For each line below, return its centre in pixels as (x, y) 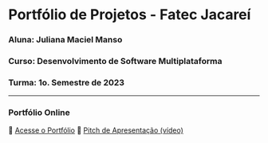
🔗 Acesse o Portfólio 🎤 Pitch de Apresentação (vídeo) (96, 130)
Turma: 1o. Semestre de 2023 (67, 82)
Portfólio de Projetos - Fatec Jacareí (130, 15)
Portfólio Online (39, 113)
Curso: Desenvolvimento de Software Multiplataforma (115, 62)
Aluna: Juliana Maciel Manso (65, 40)
